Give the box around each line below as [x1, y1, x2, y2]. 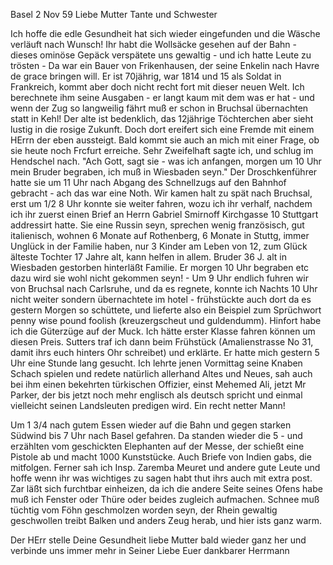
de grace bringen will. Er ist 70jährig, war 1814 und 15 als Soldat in [10, 70, 282, 82]
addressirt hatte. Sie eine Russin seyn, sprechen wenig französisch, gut [10, 219, 305, 231]
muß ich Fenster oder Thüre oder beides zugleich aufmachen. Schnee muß [10, 494, 320, 505]
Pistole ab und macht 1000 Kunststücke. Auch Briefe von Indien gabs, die [10, 451, 312, 463]
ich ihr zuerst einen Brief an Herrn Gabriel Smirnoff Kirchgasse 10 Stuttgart [10, 209, 319, 220]
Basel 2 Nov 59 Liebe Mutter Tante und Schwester [10, 9, 218, 20]
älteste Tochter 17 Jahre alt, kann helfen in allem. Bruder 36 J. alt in [10, 251, 287, 263]
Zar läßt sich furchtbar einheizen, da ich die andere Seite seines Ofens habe [10, 483, 323, 494]
